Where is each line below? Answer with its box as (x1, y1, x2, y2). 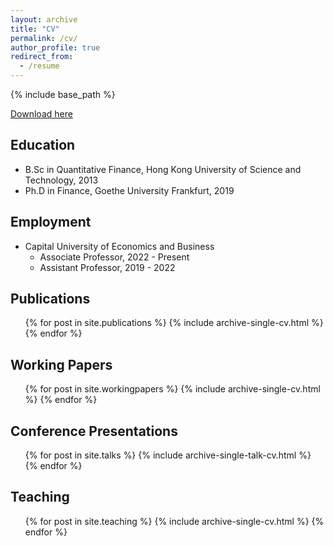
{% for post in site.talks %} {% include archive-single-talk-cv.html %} (24, 449, 312, 461)
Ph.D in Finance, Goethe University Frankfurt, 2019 (24, 184, 235, 196)
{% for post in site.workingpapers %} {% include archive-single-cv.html (24, 383, 321, 395)
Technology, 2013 (24, 174, 99, 186)
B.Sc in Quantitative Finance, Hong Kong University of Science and (24, 163, 302, 175)
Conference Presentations (10, 422, 178, 440)
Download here (10, 108, 73, 120)
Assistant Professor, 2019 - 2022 (39, 261, 176, 273)
